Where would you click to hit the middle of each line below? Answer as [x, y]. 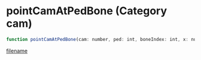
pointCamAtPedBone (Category [87, 11]
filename [17, 50]
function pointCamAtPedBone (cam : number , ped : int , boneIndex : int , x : [97, 39]
